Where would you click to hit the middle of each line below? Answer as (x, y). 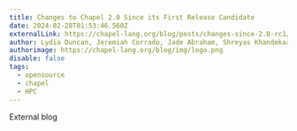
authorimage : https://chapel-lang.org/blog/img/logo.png (116, 50)
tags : (19, 67)
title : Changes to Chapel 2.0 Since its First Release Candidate (132, 17)
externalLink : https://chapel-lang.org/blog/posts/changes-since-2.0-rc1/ (150, 34)
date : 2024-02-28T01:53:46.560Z (69, 26)
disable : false (37, 58)
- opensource (41, 75)
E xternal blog (33, 117)
